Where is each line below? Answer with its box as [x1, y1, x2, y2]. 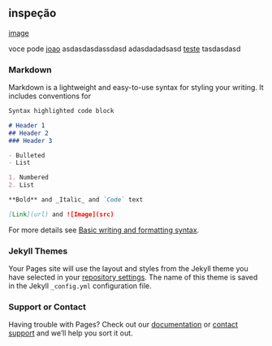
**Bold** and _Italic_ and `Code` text [8, 196, 144, 204]
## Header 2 [8, 129, 49, 137]
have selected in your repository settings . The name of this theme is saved [8, 272, 258, 283]
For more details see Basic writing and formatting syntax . [8, 225, 200, 235]
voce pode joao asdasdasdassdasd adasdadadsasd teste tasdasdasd [8, 44, 241, 54]
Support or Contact [8, 301, 87, 313]
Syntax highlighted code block [8, 107, 114, 115]
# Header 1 [8, 121, 45, 129]
